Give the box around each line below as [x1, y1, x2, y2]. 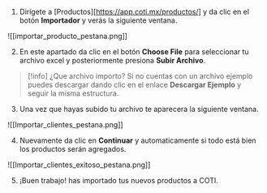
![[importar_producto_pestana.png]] [7, 32, 127, 41]
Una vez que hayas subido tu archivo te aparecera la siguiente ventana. [19, 105, 259, 114]
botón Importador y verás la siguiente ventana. [19, 15, 178, 25]
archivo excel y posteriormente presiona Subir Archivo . [19, 56, 206, 65]
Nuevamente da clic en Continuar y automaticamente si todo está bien [19, 135, 256, 145]
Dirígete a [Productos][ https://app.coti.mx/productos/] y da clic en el [19, 7, 249, 16]
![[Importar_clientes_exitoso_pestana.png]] [7, 160, 151, 169]
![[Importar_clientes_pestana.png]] [7, 120, 123, 129]
